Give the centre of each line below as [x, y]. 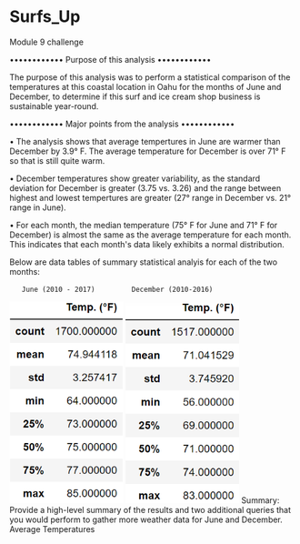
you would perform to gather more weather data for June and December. [146, 519]
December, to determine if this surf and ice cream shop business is [135, 96]
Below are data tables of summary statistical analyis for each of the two [144, 262]
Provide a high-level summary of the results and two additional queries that [150, 509]
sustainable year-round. [54, 106]
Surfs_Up [45, 17]
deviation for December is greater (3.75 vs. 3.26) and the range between [145, 187]
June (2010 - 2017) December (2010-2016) [117, 289]
